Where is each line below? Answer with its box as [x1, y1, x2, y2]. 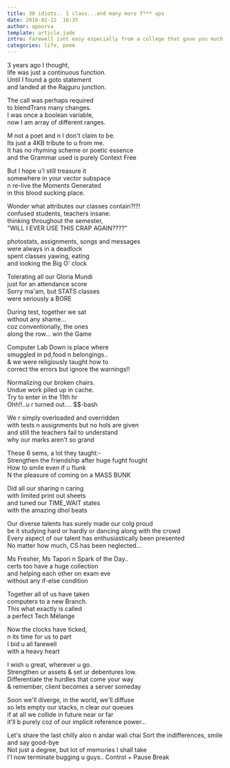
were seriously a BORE [7, 295, 72, 303]
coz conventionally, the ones [7, 323, 89, 330]
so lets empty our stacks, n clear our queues [7, 703, 134, 711]
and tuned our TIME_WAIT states [7, 499, 101, 506]
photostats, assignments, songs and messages [7, 237, 140, 245]
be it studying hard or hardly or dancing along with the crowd [7, 527, 181, 535]
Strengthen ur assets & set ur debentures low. [7, 668, 137, 676]
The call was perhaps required [7, 96, 94, 104]
